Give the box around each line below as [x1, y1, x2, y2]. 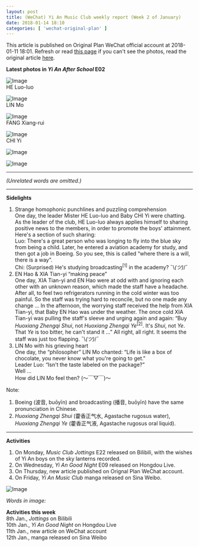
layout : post [6, 8, 38, 15]
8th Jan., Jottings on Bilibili [6, 515, 72, 522]
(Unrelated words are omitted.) [6, 177, 82, 184]
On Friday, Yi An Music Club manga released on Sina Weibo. [14, 474, 162, 481]
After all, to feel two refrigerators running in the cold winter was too [14, 289, 179, 296]
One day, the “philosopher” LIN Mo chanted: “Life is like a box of [14, 348, 172, 356]
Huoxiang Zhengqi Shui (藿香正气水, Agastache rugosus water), [14, 412, 171, 419]
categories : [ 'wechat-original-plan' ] [6, 25, 108, 32]
